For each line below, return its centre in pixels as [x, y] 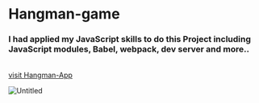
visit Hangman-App [40, 75]
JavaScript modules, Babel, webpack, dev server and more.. [129, 49]
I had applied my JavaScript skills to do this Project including [130, 39]
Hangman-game [64, 14]
